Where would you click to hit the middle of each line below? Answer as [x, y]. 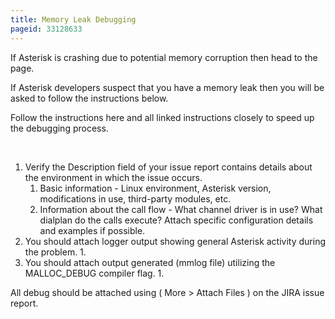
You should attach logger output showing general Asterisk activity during [175, 241]
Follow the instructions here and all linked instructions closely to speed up [162, 117]
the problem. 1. [55, 252]
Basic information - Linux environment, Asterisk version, [155, 188]
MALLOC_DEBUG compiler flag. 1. [94, 273]
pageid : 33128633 [46, 29]
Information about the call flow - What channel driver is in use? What [181, 209]
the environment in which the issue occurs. [113, 177]
